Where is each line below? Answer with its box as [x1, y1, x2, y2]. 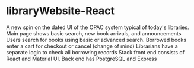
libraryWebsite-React [6, 4, 115, 18]
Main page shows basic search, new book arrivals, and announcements [6, 30, 182, 37]
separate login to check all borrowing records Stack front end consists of [6, 48, 185, 56]
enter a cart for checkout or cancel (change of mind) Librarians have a [6, 43, 178, 50]
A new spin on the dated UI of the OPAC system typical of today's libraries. [6, 24, 189, 31]
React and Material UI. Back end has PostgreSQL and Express [6, 55, 157, 62]
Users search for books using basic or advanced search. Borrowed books [6, 36, 187, 43]
